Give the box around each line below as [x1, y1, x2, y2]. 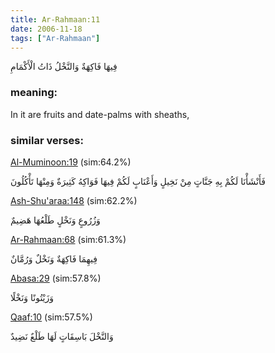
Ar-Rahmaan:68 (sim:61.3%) [10, 233, 127, 245]
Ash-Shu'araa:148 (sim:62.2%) [10, 194, 138, 206]
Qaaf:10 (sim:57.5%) [10, 311, 93, 323]
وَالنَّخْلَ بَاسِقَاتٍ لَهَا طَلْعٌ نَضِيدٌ [10, 330, 114, 342]
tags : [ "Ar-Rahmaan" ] [10, 33, 101, 43]
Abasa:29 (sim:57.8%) [10, 272, 102, 284]
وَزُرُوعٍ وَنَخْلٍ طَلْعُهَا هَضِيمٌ [10, 214, 101, 226]
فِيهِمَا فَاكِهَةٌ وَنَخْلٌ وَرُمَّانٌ [10, 252, 98, 265]
